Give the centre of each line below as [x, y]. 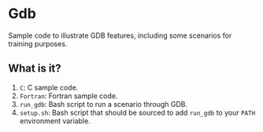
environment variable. [55, 121]
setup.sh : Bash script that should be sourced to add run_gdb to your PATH [137, 112]
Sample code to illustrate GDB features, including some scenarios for [120, 35]
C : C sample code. [49, 87]
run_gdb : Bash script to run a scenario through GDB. [104, 104]
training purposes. [38, 43]
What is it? [35, 69]
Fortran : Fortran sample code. [69, 96]
